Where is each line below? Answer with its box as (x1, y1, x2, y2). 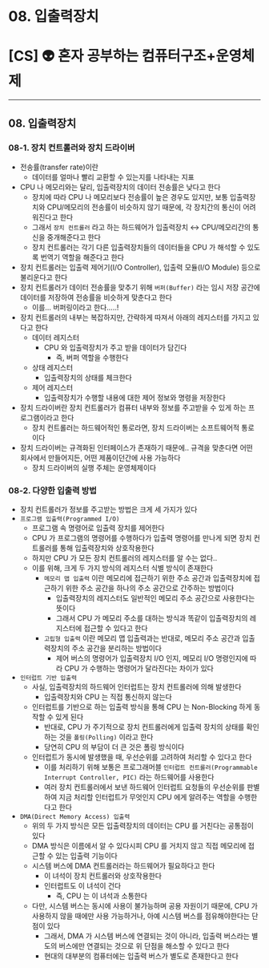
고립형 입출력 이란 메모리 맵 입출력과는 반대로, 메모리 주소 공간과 (43, 634, 241, 643)
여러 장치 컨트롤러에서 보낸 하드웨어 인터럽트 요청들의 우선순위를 (43, 783, 246, 792)
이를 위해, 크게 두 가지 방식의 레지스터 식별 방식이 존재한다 (31, 563, 214, 573)
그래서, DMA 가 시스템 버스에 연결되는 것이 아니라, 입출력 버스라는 (43, 931, 251, 941)
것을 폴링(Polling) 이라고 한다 (58, 732, 154, 742)
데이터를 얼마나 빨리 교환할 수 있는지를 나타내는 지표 (31, 172, 195, 181)
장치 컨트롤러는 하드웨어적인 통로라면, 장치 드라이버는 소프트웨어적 (31, 423, 240, 432)
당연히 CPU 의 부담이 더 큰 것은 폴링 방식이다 (43, 743, 185, 752)
